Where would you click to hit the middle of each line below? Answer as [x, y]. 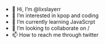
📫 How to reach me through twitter [55, 35]
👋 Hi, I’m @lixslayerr [36, 9]
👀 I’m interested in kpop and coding [55, 15]
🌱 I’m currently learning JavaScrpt [53, 22]
